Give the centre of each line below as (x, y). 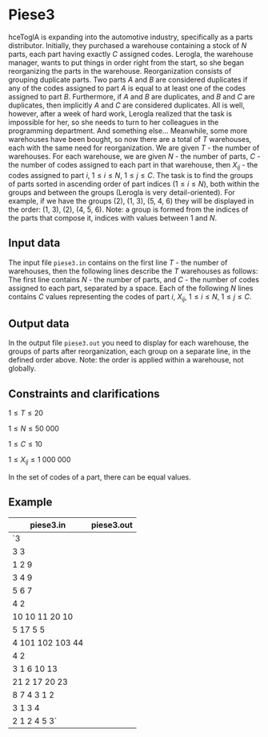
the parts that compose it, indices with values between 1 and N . (113, 217)
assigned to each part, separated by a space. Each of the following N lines (131, 288)
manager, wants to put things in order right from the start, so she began (126, 63)
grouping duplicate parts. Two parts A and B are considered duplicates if (128, 79)
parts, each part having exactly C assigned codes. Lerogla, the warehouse (131, 54)
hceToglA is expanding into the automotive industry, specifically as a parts (131, 37)
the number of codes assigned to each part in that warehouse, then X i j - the (133, 166)
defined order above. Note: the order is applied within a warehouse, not (126, 360)
